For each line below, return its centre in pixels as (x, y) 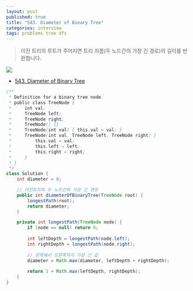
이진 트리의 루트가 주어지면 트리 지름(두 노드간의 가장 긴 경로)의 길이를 (101, 51)
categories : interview (34, 28)
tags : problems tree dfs (36, 34)
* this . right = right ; (47, 152)
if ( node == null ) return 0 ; (63, 228)
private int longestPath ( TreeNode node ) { (69, 222)
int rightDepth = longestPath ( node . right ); (81, 244)
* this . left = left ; (44, 146)
